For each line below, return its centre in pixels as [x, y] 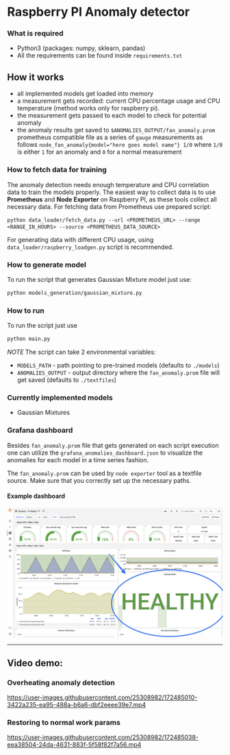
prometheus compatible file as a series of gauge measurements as [110, 137]
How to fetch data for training [57, 170]
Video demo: [35, 663]
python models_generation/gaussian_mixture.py [75, 293]
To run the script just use [42, 326]
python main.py [29, 339]
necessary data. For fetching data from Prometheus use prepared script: [109, 206]
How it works [36, 77]
